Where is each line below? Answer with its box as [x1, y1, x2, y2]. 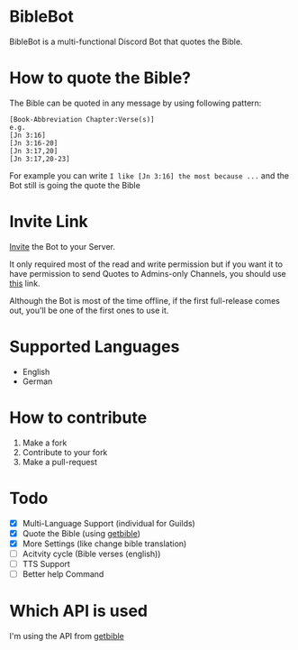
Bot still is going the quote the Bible [9, 179, 141, 190]
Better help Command [22, 568, 104, 579]
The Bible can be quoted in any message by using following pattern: [9, 97, 262, 108]
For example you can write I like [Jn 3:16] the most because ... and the [9, 169, 290, 181]
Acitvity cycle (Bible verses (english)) [22, 548, 161, 559]
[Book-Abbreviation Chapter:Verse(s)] [9, 114, 155, 124]
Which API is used [9, 601, 149, 621]
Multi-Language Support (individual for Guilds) [22, 517, 195, 528]
